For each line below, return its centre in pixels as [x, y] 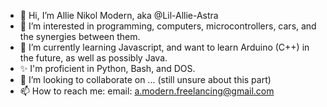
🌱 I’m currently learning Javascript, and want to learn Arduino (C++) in [164, 47]
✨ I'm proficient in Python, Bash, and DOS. [107, 68]
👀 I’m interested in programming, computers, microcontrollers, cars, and [168, 26]
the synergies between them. [80, 36]
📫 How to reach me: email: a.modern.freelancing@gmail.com [147, 91]
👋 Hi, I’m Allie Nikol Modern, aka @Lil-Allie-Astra [119, 15]
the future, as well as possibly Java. [93, 58]
